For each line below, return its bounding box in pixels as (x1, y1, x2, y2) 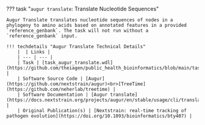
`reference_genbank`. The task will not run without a (6, 27, 149, 34)
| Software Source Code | (17, 76, 84, 82)
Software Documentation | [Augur (22, 91, 108, 98)
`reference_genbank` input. (6, 33, 78, 39)
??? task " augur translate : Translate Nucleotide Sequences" (6, 5, 159, 12)
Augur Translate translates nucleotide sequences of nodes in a (6, 17, 173, 23)
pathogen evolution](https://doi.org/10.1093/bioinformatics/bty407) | (6, 113, 192, 119)
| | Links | (17, 49, 51, 55)
